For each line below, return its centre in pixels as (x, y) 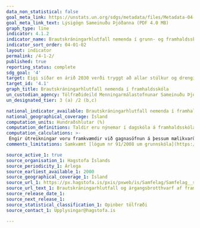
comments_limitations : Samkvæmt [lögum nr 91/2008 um (74, 144)
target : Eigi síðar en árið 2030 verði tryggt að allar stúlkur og (92, 78)
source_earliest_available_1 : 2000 (50, 171)
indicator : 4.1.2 (28, 34)
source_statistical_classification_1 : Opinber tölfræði (77, 205)
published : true (26, 61)
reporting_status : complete (41, 67)
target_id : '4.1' (28, 84)
